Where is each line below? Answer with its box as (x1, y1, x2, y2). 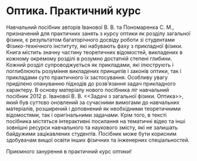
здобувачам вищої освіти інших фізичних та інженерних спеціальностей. (6, 136, 190, 143)
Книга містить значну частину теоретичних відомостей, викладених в (6, 48, 183, 55)
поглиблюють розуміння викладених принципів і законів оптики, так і (6, 67, 182, 74)
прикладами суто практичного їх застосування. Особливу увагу (6, 74, 168, 81)
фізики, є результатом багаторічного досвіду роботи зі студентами (6, 36, 175, 43)
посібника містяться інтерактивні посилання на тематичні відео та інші (6, 117, 186, 124)
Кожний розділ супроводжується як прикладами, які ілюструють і (6, 61, 174, 68)
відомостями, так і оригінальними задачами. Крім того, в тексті (6, 111, 167, 119)
